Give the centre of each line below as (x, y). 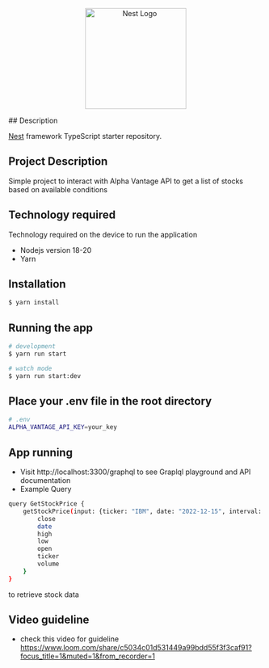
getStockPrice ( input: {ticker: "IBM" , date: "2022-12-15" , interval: (143, 511)
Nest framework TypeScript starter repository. (85, 136)
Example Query (46, 489)
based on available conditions (58, 189)
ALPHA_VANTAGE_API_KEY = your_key (63, 427)
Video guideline (49, 620)
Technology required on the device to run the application (103, 234)
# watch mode (30, 368)
